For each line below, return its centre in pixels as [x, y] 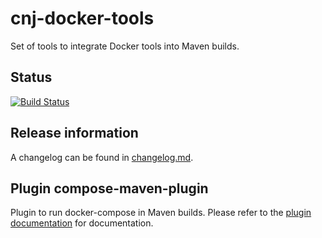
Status [31, 77]
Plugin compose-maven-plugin [109, 188]
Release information [74, 133]
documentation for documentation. [82, 223]
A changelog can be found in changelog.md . [102, 157]
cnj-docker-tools [82, 18]
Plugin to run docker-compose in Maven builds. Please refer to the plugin [161, 213]
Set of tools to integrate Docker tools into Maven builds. [125, 46]
